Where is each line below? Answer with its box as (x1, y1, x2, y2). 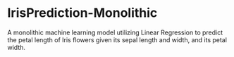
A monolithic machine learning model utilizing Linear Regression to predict (7, 28, 223, 37)
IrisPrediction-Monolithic (7, 5, 158, 21)
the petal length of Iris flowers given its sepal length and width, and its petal (7, 35, 228, 44)
